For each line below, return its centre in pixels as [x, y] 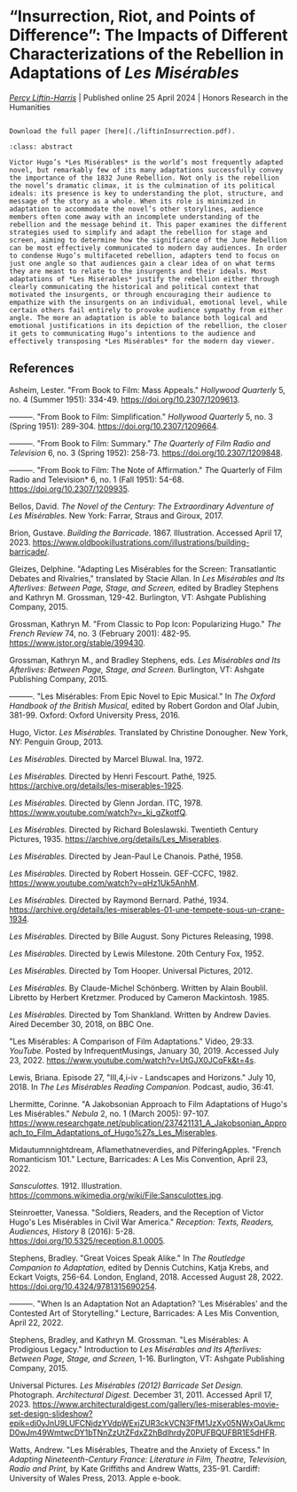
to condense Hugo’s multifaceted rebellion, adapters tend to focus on [144, 255]
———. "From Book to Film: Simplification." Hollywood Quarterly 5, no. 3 [141, 416]
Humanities [30, 107]
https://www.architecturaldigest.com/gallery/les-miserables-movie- [156, 1404]
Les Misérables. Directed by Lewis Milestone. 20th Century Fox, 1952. [137, 953]
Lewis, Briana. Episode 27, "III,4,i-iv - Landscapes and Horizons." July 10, [143, 1077]
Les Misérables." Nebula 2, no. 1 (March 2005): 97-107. [109, 1113]
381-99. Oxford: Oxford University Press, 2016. [94, 715]
